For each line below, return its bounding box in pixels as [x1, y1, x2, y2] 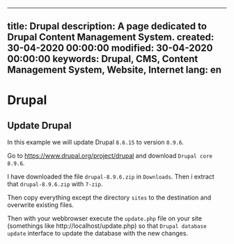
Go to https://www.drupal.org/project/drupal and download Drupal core [7, 151, 212, 160]
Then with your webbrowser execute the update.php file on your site [7, 214, 202, 223]
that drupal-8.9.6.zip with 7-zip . [7, 180, 103, 188]
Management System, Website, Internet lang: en [7, 64, 221, 76]
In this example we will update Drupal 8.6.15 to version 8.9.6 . [7, 138, 185, 146]
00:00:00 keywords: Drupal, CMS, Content [7, 53, 198, 65]
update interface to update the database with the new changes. [7, 229, 188, 238]
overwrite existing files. [7, 201, 75, 209]
